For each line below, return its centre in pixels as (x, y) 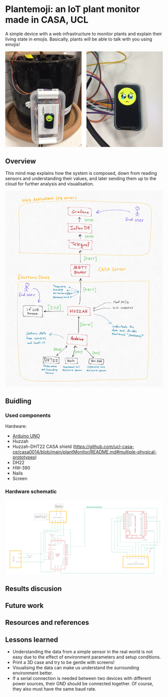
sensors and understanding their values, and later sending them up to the (81, 178)
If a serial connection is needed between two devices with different (82, 678)
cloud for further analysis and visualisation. (49, 184)
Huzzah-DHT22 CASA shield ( (43, 446)
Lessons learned (32, 640)
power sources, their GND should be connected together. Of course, (83, 684)
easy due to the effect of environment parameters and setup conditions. (86, 657)
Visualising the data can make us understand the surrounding (76, 668)
